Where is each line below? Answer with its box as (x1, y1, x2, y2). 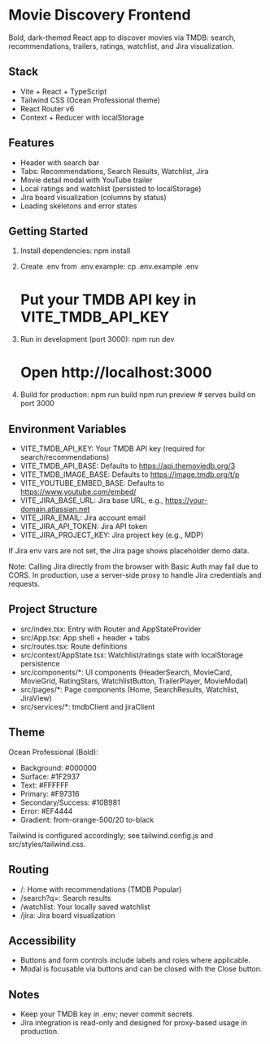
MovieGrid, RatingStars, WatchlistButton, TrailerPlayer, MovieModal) (20, 675, 249, 685)
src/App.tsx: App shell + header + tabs (20, 632, 150, 642)
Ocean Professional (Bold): (8, 747, 99, 757)
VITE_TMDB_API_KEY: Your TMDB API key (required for (20, 443, 206, 453)
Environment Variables (8, 422, 127, 436)
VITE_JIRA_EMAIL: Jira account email (20, 513, 146, 522)
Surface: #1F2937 (20, 771, 81, 781)
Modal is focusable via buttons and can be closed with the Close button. (20, 964, 263, 974)
